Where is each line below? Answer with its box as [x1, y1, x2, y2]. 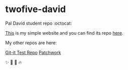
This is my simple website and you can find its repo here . [5, 30, 123, 36]
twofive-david [5, 4, 66, 15]
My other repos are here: [5, 39, 57, 46]
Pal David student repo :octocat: [5, 20, 72, 26]
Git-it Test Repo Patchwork [5, 49, 61, 55]
